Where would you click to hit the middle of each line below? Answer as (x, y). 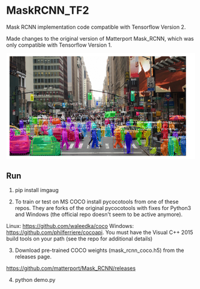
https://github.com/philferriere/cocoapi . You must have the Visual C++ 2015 (100, 232)
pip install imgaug (37, 190)
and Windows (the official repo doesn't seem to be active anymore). (99, 215)
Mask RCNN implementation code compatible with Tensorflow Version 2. (96, 27)
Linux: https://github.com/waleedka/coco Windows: (70, 226)
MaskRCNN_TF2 (48, 10)
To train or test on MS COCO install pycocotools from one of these (97, 202)
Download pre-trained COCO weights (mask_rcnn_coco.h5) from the (99, 250)
